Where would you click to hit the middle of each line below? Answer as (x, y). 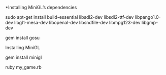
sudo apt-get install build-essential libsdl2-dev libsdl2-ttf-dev (70, 17)
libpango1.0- (148, 17)
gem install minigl (24, 57)
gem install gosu (22, 38)
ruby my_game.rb (23, 67)
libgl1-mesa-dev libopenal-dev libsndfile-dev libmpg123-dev (77, 23)
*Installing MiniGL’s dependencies (41, 7)
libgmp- (150, 23)
